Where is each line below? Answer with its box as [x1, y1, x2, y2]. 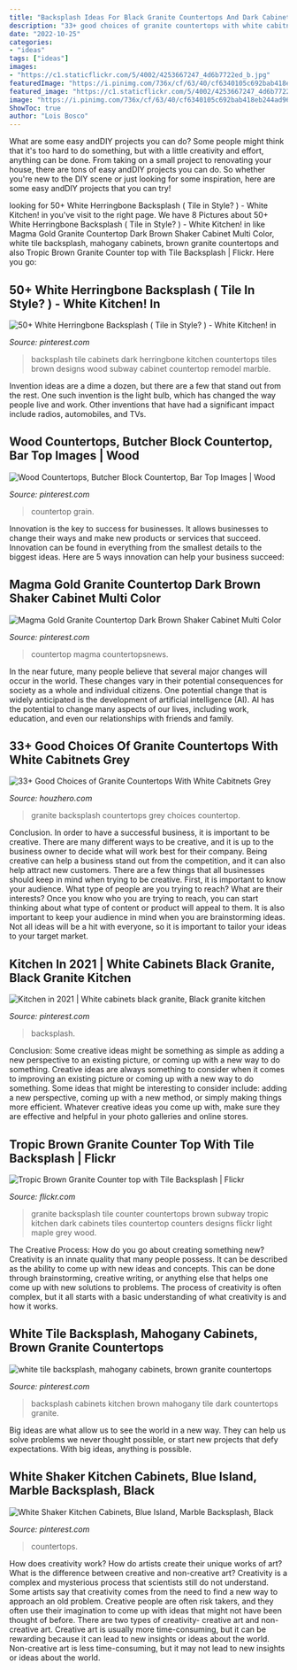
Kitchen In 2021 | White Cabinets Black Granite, [9, 956, 276, 971]
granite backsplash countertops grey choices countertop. [30, 810, 240, 821]
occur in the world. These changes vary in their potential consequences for [9, 675, 284, 686]
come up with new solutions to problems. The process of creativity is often [9, 1282, 282, 1293]
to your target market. [9, 931, 88, 941]
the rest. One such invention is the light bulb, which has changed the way [9, 390, 277, 400]
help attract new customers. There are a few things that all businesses [9, 865, 265, 876]
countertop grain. [30, 506, 95, 516]
